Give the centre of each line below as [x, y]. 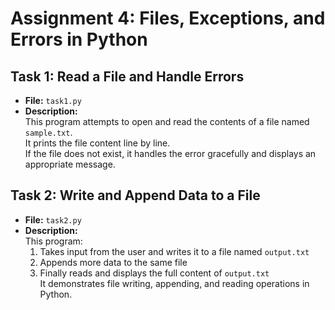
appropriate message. [70, 164]
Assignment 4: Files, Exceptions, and [168, 18]
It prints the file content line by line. [97, 143]
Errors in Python [79, 39]
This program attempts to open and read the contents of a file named [167, 121]
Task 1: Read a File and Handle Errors [127, 76]
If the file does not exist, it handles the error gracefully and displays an [170, 153]
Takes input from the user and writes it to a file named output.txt [174, 251]
